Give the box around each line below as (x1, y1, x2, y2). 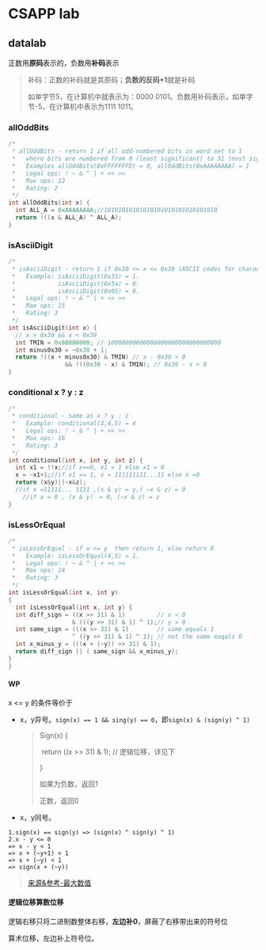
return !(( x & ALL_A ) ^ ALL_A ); (15, 214, 123, 222)
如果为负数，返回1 (39, 779, 99, 788)
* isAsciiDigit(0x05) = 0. (11, 287, 140, 295)
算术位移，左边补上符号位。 (8, 933, 99, 943)
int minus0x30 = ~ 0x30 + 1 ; (15, 346, 108, 354)
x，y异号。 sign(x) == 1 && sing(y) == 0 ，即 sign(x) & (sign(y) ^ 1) (19, 714, 251, 724)
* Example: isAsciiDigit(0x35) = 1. (11, 272, 140, 280)
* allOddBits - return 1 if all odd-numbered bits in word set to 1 (11, 147, 243, 155)
